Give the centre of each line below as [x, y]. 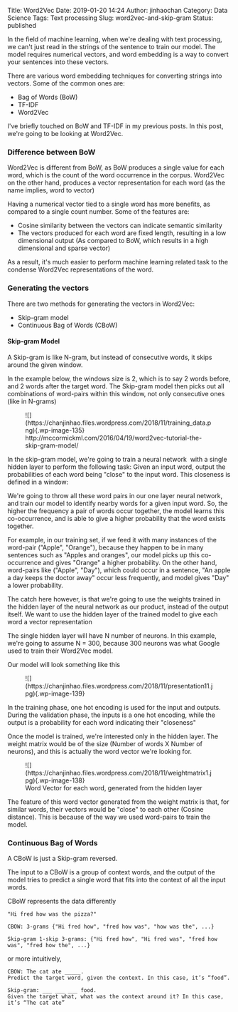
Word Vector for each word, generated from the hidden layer [114, 788]
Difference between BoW [52, 152]
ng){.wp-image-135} [55, 430]
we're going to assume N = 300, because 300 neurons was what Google [114, 643]
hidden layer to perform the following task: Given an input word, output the [117, 467]
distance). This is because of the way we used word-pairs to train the [109, 817]
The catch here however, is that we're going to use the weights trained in [114, 599]
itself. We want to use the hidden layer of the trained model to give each [113, 614]
